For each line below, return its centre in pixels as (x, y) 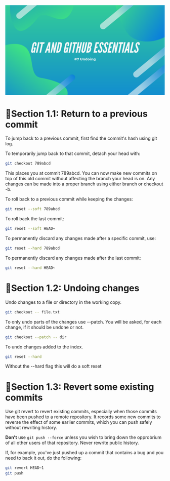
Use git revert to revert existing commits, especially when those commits (81, 412)
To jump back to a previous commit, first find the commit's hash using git (81, 138)
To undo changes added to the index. (44, 347)
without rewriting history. (31, 428)
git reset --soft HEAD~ (30, 229)
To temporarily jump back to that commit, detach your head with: (73, 153)
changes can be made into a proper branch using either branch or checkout (84, 184)
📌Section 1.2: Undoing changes (72, 288)
